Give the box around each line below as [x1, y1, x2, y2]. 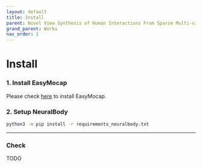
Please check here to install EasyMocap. [6, 92, 106, 99]
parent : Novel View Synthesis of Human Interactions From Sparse [6, 20, 173, 26]
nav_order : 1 [6, 31, 39, 37]
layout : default [6, 8, 47, 15]
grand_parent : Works [6, 25, 58, 32]
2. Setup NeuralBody [6, 107, 68, 116]
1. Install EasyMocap [6, 79, 67, 87]
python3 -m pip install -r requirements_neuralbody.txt [6, 121, 149, 127]
